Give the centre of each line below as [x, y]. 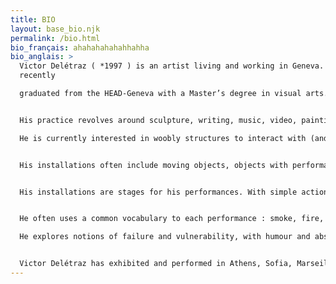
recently [37, 76]
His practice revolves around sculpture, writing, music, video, [158, 120]
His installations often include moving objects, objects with [153, 165]
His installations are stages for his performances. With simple [158, 192]
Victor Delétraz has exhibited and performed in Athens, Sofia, [156, 264]
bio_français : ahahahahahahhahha [80, 47]
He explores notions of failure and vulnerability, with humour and [165, 237]
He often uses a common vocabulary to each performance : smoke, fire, [172, 219]
